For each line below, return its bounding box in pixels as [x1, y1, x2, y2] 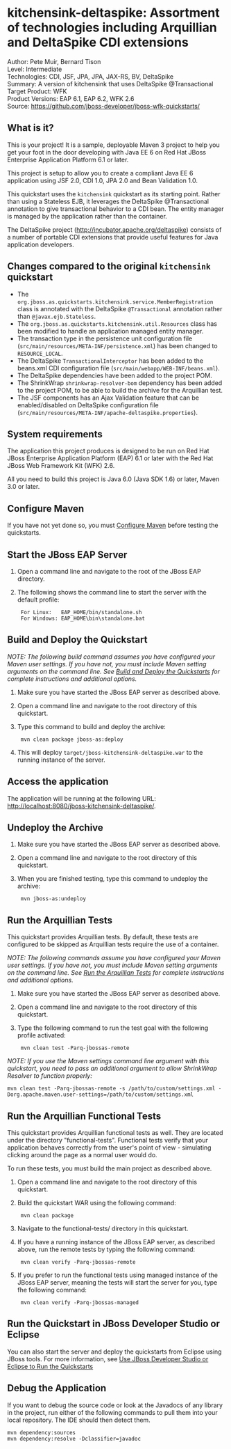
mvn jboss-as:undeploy [20, 895, 87, 902]
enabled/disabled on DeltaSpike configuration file [17, 400, 160, 409]
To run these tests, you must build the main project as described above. [7, 1164, 212, 1173]
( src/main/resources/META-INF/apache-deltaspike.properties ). [17, 408, 198, 416]
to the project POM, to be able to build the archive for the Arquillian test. [17, 386, 223, 394]
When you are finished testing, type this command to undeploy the [17, 875, 208, 883]
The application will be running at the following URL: [7, 794, 156, 802]
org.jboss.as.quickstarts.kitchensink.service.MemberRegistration [17, 298, 214, 306]
